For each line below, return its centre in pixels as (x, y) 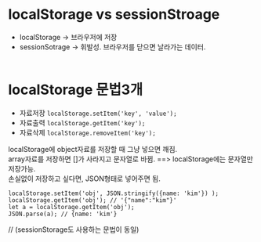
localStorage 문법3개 (76, 90)
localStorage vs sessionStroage (114, 14)
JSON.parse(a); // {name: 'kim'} (63, 214)
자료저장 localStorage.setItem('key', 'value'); (98, 113)
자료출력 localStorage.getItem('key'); (82, 122)
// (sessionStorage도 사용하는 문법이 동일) (74, 229)
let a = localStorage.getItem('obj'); (71, 207)
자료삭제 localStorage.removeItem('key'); (88, 132)
